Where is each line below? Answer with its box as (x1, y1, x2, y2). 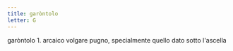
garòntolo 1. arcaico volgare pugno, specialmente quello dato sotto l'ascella (7, 36, 227, 44)
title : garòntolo (7, 10, 59, 17)
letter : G (7, 17, 37, 24)
